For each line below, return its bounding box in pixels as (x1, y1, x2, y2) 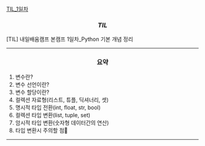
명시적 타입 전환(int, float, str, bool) (15, 103, 101, 111)
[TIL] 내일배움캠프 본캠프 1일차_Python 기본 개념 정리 (6, 35, 134, 43)
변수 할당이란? (15, 88, 50, 96)
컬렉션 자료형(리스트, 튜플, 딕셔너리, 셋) (15, 96, 109, 103)
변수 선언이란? (15, 81, 50, 88)
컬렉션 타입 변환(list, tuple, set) (15, 111, 90, 119)
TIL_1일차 (6, 5, 29, 12)
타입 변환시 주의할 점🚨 (15, 126, 68, 134)
